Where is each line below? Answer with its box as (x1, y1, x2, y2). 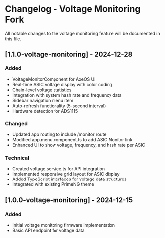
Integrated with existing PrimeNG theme (12, 181, 94, 187)
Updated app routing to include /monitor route (12, 131, 107, 137)
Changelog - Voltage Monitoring (5, 3, 141, 15)
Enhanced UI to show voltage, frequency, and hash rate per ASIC (12, 142, 145, 148)
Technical (5, 154, 30, 161)
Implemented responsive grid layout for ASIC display (12, 171, 120, 177)
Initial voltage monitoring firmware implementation (12, 222, 115, 228)
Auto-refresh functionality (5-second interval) (12, 103, 106, 109)
